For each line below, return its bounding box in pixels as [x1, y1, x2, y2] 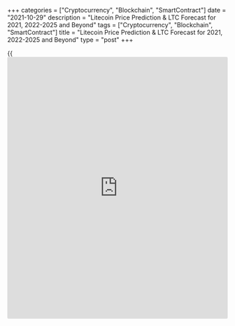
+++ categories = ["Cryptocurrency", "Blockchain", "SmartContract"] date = [7, 6, 227, 14]
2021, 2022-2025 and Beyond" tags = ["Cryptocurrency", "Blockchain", [7, 21, 213, 29]
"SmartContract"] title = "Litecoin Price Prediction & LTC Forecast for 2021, [7, 28, 223, 36]
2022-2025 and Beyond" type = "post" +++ [7, 36, 134, 44]
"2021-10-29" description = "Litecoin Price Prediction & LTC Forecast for [7, 13, 216, 22]
